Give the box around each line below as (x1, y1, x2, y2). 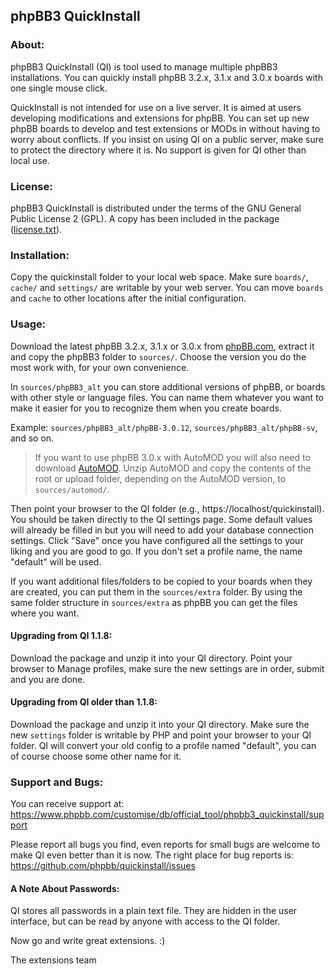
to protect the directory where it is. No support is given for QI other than (10, 144, 307, 156)
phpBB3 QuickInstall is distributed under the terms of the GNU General (10, 202, 302, 214)
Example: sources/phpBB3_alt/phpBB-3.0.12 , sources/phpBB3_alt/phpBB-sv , (10, 421, 318, 433)
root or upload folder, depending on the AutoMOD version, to (34, 472, 287, 484)
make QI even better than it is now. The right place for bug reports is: (10, 849, 294, 861)
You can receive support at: (10, 798, 125, 810)
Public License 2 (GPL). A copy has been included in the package (10, 212, 280, 224)
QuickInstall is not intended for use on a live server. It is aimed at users (10, 101, 302, 113)
